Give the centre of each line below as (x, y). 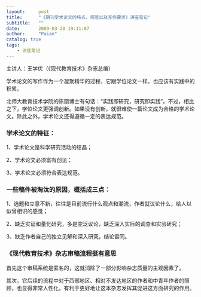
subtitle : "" (25, 23)
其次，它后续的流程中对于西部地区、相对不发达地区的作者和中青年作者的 (95, 280)
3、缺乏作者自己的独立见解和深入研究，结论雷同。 (68, 237)
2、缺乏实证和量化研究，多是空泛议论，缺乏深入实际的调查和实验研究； (94, 224)
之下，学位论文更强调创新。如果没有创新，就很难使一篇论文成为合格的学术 (98, 109)
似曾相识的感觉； (27, 211)
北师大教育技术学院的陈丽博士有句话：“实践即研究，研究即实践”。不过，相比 (100, 101)
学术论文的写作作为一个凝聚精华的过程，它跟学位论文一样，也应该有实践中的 (100, 81)
